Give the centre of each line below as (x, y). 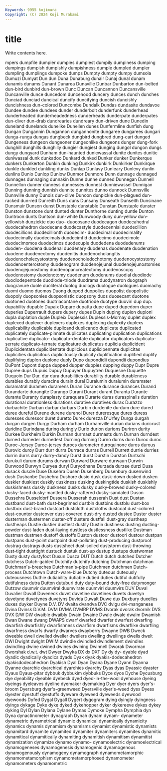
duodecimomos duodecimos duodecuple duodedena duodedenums (75, 243)
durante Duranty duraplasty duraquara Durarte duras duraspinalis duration (82, 397)
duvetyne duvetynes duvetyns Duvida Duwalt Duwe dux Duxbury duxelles (82, 599)
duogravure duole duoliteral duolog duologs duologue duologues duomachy (83, 286)
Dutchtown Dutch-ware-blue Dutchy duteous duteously (80, 572)
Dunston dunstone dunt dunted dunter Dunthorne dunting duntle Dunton (80, 211)
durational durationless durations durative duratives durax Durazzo (74, 402)
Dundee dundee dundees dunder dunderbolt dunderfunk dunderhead (77, 110)
